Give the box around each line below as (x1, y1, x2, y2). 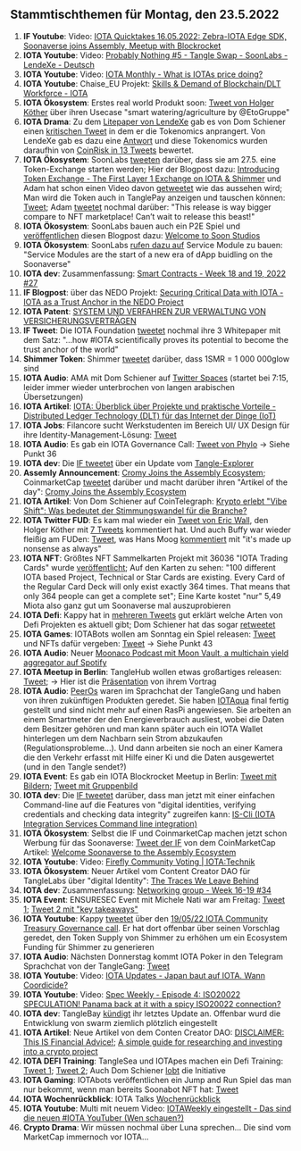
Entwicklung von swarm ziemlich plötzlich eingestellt (22, 1017, 218, 1028)
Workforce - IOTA (22, 88, 88, 98)
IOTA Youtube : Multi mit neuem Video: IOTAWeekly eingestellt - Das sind (22, 1103, 292, 1113)
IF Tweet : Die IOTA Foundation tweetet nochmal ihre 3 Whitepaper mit (22, 325, 281, 336)
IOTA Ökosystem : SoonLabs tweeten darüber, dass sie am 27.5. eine (22, 154, 276, 164)
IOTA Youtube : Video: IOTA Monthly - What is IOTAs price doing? (22, 69, 263, 79)
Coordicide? (22, 980, 69, 990)
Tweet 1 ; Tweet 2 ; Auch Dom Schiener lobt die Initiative (22, 1064, 227, 1075)
